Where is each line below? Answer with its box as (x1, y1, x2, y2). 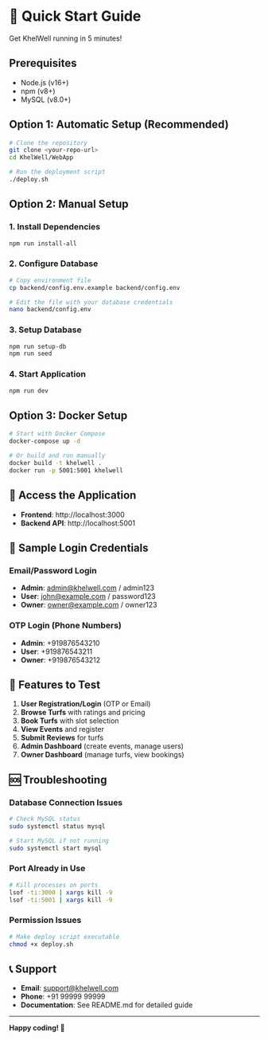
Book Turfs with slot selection (20, 716, 119, 725)
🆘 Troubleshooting (9, 772, 107, 787)
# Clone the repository (9, 139, 88, 147)
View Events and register (20, 725, 105, 734)
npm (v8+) (20, 86, 56, 96)
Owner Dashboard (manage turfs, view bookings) (20, 750, 185, 760)
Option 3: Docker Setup (9, 409, 128, 422)
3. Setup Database (9, 324, 82, 335)
